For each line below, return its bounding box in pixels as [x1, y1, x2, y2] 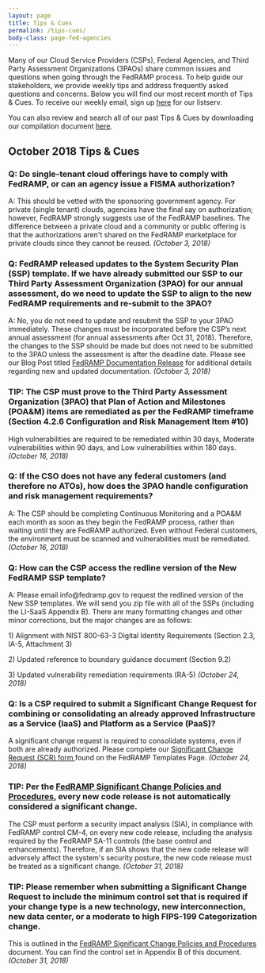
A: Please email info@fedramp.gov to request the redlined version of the [8, 590, 244, 600]
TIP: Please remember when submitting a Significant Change [8, 881, 248, 892]
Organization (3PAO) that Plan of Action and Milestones [8, 396, 226, 407]
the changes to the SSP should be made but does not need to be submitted [8, 341, 253, 351]
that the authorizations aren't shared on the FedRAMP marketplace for [8, 229, 237, 239]
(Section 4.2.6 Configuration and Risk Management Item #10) [8, 416, 249, 427]
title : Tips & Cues [8, 19, 73, 27]
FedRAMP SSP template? [8, 572, 107, 583]
